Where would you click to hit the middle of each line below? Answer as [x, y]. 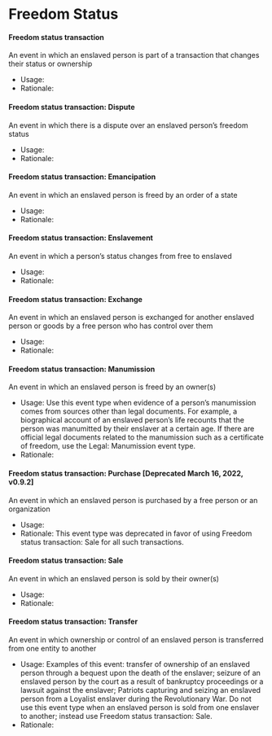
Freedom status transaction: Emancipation [82, 177]
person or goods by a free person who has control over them [111, 326]
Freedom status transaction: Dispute [72, 107]
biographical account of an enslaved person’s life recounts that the [132, 420]
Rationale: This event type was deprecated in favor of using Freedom [136, 533]
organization [29, 509]
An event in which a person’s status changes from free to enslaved [120, 256]
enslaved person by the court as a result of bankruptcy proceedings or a [142, 681]
